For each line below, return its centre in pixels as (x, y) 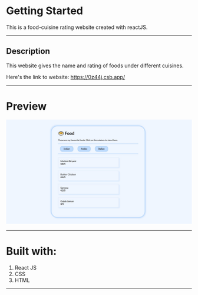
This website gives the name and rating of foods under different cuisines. (95, 65)
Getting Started (45, 11)
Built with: (32, 251)
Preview (27, 106)
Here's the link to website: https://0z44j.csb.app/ (66, 77)
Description (28, 51)
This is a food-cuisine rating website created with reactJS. (77, 27)
